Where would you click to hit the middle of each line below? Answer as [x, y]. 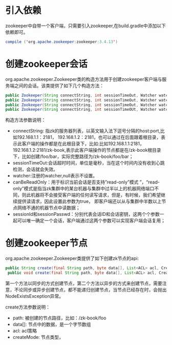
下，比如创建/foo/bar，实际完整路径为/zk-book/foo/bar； [73, 156]
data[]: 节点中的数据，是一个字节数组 [52, 324]
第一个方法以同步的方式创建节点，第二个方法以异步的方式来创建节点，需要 [84, 283]
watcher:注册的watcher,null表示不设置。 [55, 176]
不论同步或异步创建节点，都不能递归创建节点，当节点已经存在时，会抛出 [90, 290]
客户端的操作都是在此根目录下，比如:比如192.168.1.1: [76, 144]
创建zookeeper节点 [47, 243]
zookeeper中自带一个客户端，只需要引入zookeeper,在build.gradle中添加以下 [86, 26]
